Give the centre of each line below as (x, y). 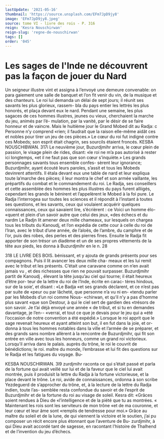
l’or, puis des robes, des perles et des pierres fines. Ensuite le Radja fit (76, 235)
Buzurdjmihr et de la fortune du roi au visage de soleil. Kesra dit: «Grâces (79, 395)
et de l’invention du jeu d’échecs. (38, 431)
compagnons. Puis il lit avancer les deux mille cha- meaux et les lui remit (78, 261)
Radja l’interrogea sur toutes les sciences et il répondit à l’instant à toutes (79, 199)
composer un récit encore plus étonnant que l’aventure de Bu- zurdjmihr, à (80, 421)
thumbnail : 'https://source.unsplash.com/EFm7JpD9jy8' (62, 14)
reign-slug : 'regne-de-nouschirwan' (42, 32)
